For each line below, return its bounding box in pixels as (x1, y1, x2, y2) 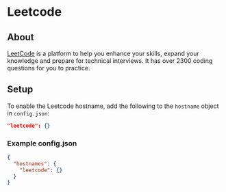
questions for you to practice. (7, 64, 90, 72)
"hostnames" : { (13, 160, 57, 167)
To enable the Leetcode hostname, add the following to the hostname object (7, 102, 219, 110)
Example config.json (7, 138, 77, 148)
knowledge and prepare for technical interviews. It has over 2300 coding (7, 57, 213, 65)
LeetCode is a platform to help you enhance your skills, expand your (7, 49, 200, 57)
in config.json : (7, 109, 50, 117)
